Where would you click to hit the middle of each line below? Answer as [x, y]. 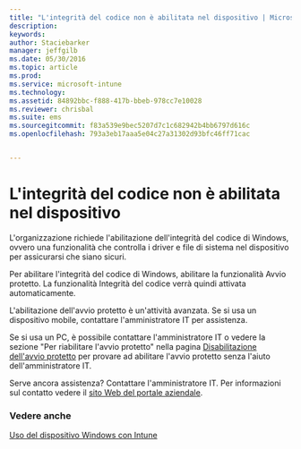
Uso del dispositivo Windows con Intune [84, 436]
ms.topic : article [43, 68]
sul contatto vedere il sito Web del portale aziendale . [106, 392]
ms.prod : [26, 76]
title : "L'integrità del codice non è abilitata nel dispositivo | [138, 17]
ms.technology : [38, 92]
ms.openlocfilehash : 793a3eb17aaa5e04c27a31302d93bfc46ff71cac [130, 134]
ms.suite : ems [36, 117]
